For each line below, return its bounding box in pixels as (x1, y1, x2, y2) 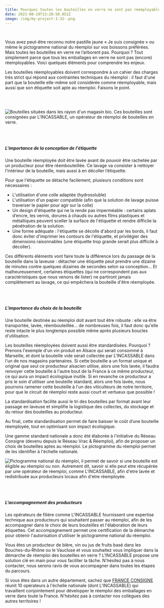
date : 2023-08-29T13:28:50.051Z (5, 12, 71, 17)
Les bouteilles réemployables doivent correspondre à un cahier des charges (5, 69, 158, 75)
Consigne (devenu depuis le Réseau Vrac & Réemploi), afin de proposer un (5, 438, 156, 444)
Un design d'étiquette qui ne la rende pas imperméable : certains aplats (12, 208, 156, 213)
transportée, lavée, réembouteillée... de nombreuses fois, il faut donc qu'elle (5, 323, 159, 329)
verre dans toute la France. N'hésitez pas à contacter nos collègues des (5, 593, 150, 599)
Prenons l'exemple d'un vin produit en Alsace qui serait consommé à (5, 348, 143, 354)
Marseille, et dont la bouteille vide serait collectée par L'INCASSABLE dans (5, 353, 155, 359)
